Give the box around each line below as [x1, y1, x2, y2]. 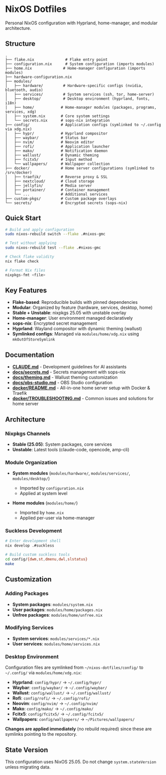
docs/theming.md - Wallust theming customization [12, 374, 118, 380]
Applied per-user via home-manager [19, 515, 95, 521]
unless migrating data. [5, 764, 51, 770]
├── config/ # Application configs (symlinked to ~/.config [5, 122, 162, 127]
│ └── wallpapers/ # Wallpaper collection [5, 161, 110, 166]
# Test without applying [5, 241, 57, 246]
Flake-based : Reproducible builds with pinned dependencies [12, 299, 138, 305]
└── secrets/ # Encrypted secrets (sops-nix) [5, 200, 128, 206]
